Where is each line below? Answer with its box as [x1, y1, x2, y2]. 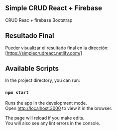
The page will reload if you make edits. [5, 115, 85, 121]
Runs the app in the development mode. [5, 100, 87, 106]
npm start [5, 90, 29, 96]
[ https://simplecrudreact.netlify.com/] [5, 50, 82, 56]
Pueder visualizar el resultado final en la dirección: [5, 45, 109, 51]
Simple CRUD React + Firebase [5, 4, 103, 12]
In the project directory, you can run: [5, 77, 80, 83]
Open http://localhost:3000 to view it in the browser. [5, 105, 113, 111]
